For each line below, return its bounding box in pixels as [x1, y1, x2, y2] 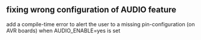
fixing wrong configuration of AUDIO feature [6, 5, 177, 15]
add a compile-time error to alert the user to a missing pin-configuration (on [6, 20, 195, 27]
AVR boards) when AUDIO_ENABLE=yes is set [6, 27, 121, 34]
